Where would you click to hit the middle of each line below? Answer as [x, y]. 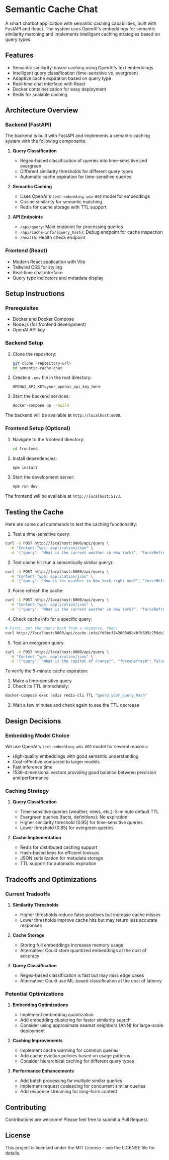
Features [19, 55]
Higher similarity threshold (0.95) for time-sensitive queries [81, 823]
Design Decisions [33, 721]
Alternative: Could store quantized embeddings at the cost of [83, 950]
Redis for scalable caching [40, 94]
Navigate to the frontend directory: [48, 439]
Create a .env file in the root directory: [52, 377]
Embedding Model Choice [37, 736]
